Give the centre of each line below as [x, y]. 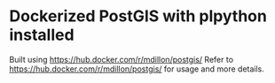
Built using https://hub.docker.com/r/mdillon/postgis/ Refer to [121, 59]
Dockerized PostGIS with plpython [138, 16]
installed [42, 35]
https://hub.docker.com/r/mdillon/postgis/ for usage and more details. [137, 69]
